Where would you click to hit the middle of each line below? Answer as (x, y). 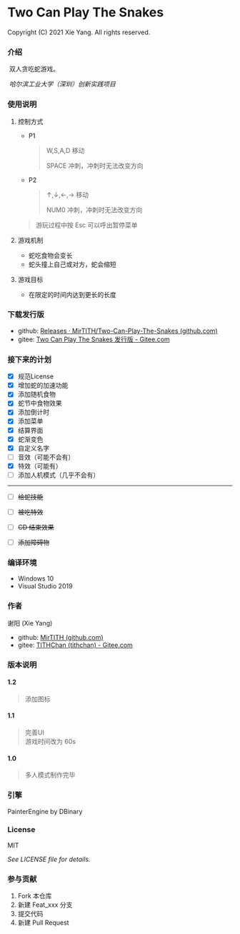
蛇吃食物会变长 (50, 255)
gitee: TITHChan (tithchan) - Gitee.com (75, 645)
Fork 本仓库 (35, 896)
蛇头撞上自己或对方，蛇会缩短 (72, 264)
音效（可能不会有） (46, 457)
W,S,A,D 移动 (65, 150)
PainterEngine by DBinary (45, 811)
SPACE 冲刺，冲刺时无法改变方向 (95, 166)
